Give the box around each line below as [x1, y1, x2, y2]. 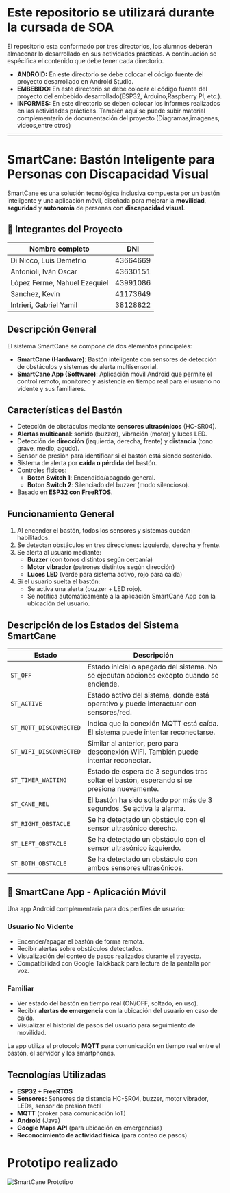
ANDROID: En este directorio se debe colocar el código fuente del [16, 70, 204, 78]
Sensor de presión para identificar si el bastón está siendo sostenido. [16, 451, 213, 460]
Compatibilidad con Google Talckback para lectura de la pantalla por [16, 959, 211, 968]
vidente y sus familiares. [16, 384, 86, 392]
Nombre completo [29, 244, 90, 254]
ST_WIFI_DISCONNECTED [10, 748, 81, 755]
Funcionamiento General [7, 508, 114, 520]
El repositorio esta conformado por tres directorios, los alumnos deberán [7, 42, 212, 50]
